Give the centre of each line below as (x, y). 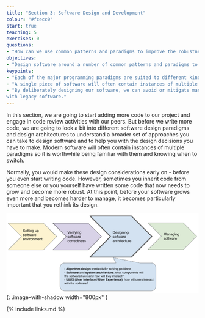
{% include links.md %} (36, 309)
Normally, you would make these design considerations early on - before (98, 172)
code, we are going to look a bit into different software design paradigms (98, 128)
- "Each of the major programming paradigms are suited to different (97, 77)
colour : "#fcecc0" (30, 19)
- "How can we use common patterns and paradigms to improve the (91, 52)
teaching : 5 (21, 32)
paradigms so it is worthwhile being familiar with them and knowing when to (102, 154)
